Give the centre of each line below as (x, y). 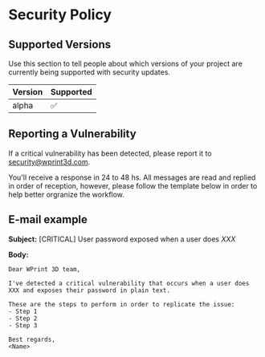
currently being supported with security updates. (90, 72)
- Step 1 (23, 311)
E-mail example (48, 219)
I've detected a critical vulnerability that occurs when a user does (129, 283)
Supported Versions (59, 45)
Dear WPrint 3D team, (45, 269)
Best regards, (32, 339)
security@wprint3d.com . (49, 161)
